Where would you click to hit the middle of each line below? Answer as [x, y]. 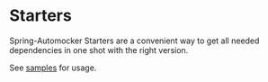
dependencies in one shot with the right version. [99, 50]
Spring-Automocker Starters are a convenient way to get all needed [134, 41]
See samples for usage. [53, 68]
